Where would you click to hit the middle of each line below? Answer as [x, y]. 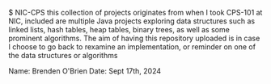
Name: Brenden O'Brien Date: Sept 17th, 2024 [85, 71]
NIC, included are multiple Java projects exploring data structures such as [132, 21]
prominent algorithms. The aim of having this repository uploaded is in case [134, 38]
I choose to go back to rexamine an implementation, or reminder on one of [132, 47]
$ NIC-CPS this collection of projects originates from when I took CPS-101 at [135, 13]
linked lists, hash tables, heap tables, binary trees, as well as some [119, 29]
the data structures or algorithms [63, 55]
